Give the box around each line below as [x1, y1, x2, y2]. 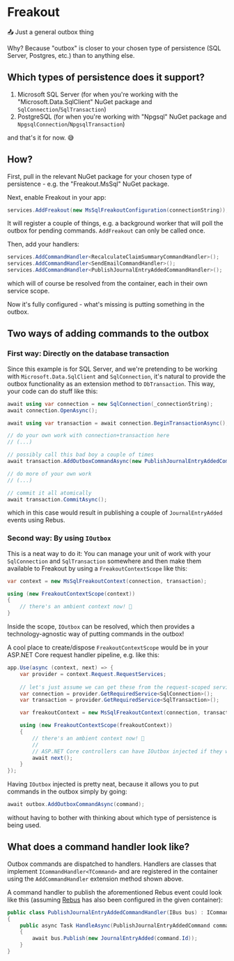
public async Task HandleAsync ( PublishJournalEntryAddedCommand [19, 922, 210, 929]
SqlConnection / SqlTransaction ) [17, 105, 107, 113]
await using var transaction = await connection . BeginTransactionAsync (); [7, 420, 229, 427]
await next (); [32, 754, 73, 761]
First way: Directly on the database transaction [7, 349, 169, 358]
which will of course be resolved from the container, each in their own [7, 279, 208, 288]
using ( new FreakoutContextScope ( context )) [7, 590, 136, 597]
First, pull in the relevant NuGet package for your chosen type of [7, 172, 192, 180]
